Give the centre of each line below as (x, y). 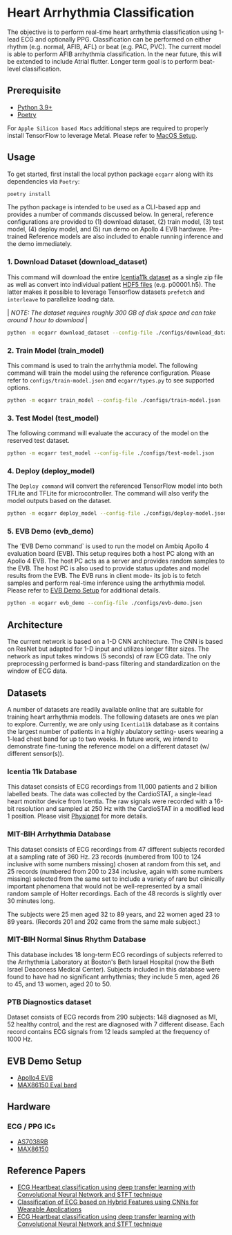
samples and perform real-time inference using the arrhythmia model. (106, 583)
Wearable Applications (49, 1209)
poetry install (29, 194)
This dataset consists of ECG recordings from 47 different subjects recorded (116, 849)
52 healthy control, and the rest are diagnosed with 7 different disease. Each (116, 1024)
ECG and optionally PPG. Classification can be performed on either (116, 39)
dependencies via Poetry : (43, 181)
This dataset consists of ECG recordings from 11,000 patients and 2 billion (112, 787)
